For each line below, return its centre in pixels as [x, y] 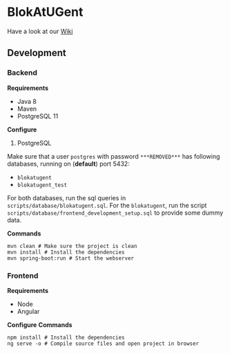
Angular [28, 311]
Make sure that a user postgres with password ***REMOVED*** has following [114, 156]
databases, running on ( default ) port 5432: [68, 163]
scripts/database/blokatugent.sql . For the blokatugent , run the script [107, 205]
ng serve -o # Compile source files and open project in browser [103, 344]
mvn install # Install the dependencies [66, 252]
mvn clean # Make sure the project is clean [72, 246]
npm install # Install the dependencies [66, 337]
